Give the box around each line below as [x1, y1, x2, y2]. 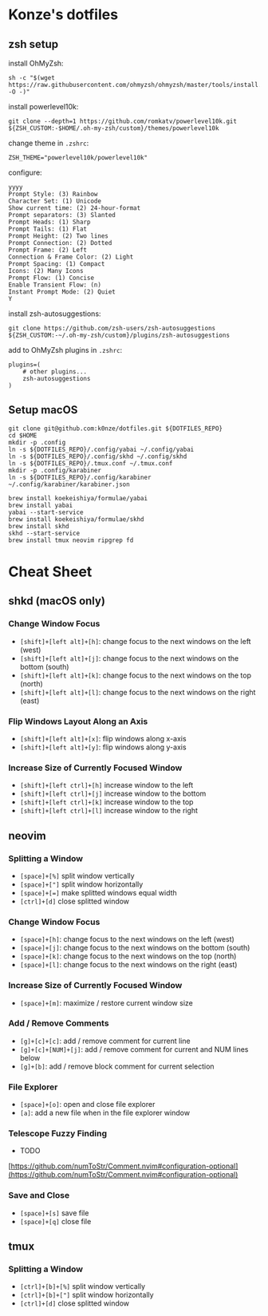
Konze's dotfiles [8, 6, 118, 24]
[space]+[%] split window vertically [19, 871, 135, 880]
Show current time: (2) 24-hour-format [8, 204, 141, 212]
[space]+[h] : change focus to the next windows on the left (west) [19, 935, 235, 944]
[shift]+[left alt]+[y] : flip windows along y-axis [19, 742, 187, 752]
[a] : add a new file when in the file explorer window [19, 1108, 190, 1118]
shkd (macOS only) [8, 595, 106, 608]
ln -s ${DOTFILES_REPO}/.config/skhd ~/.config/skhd [8, 452, 187, 460]
